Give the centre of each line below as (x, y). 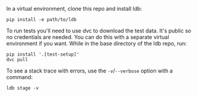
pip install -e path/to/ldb (42, 20)
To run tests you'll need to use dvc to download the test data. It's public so (99, 31)
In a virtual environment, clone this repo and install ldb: (74, 9)
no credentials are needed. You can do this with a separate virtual (88, 37)
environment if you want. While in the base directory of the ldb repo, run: (97, 43)
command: (20, 77)
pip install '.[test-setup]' (43, 54)
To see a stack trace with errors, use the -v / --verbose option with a (89, 71)
